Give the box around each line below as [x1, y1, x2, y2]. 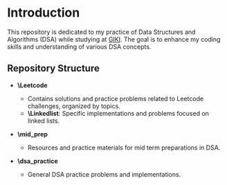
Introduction [7, 5, 80, 21]
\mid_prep [17, 130, 48, 138]
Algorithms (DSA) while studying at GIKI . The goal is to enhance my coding [7, 35, 221, 43]
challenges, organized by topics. [27, 102, 121, 110]
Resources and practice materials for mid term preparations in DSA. [27, 143, 221, 152]
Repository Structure [7, 62, 100, 74]
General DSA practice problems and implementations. [27, 170, 181, 178]
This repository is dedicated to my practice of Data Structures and [7, 28, 196, 36]
